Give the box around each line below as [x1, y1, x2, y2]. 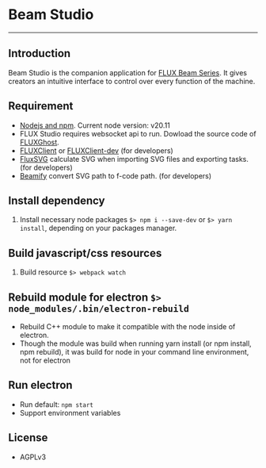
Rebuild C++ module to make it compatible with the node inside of [19, 322, 236, 331]
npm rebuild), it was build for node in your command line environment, [19, 347, 249, 356]
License [8, 431, 48, 445]
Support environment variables [19, 408, 121, 417]
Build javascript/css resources [8, 246, 162, 259]
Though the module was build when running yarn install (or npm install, [19, 339, 252, 348]
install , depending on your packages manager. [19, 224, 177, 233]
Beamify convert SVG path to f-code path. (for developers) [19, 171, 212, 180]
